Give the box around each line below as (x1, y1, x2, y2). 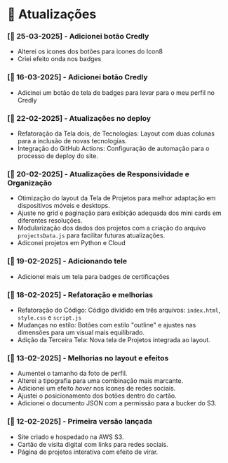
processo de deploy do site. (17, 152, 98, 160)
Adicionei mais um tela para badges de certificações (17, 272, 170, 280)
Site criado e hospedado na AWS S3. (17, 432, 124, 441)
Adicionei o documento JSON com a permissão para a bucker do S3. (17, 399, 217, 407)
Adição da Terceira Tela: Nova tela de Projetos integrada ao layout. (17, 335, 210, 344)
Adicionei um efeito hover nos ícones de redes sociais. (17, 384, 176, 393)
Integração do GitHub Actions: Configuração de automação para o (17, 144, 210, 153)
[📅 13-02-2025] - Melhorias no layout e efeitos (7, 353, 169, 363)
